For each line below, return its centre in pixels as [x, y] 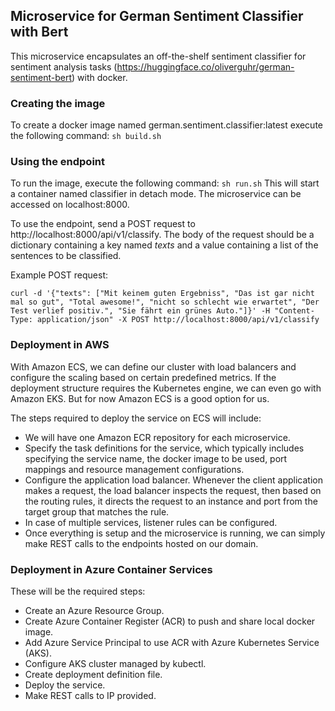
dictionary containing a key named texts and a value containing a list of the [164, 245]
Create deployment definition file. [93, 674]
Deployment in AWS [60, 345]
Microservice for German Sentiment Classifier [157, 16]
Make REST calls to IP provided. [90, 695]
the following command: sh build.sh [86, 136]
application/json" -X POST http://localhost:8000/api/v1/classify [178, 320]
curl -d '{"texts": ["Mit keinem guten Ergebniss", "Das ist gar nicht [162, 294]
